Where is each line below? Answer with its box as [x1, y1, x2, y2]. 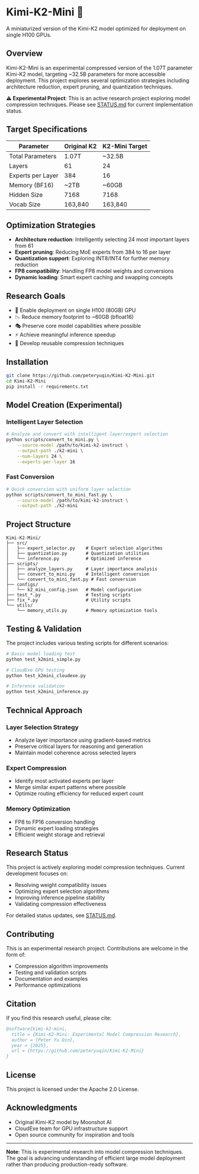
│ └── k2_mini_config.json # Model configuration [6, 587, 142, 593]
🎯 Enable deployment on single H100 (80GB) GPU [14, 307, 136, 314]
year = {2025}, [11, 1042, 49, 1048]
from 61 [14, 243, 34, 250]
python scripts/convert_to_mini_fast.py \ [6, 492, 113, 497]
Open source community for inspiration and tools [14, 1131, 134, 1138]
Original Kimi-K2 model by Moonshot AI [14, 1118, 112, 1125]
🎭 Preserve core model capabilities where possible [14, 323, 141, 330]
